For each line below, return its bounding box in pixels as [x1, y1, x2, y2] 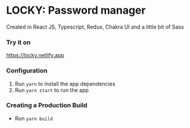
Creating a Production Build [6, 101, 88, 110]
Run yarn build [14, 114, 53, 122]
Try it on [6, 38, 31, 46]
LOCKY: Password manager [6, 4, 146, 17]
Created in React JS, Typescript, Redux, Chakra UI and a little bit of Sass [6, 23, 184, 30]
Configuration [6, 67, 48, 75]
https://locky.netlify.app [6, 52, 64, 59]
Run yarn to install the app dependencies [14, 80, 116, 87]
